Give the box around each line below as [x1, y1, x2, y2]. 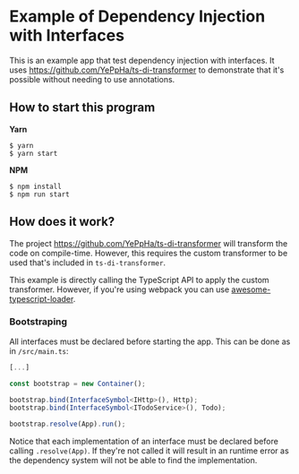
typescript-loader [9, 293, 73, 304]
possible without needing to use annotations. [9, 73, 175, 84]
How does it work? [9, 214, 115, 229]
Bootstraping [9, 315, 68, 328]
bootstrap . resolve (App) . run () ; [9, 419, 126, 429]
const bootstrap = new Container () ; [9, 379, 146, 388]
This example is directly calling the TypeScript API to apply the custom [9, 274, 270, 285]
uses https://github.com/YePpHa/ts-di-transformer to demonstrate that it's [9, 65, 285, 75]
